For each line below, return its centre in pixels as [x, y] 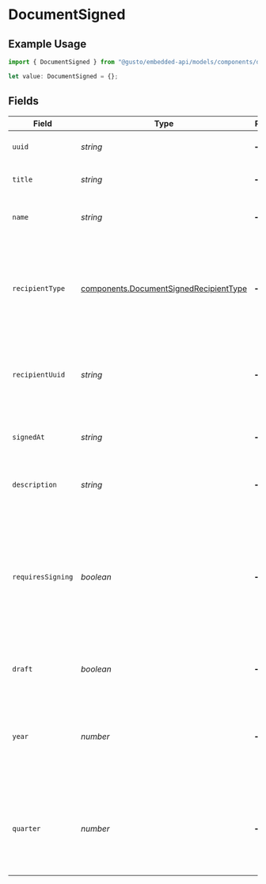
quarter [27, 829]
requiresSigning [43, 577]
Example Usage [47, 44]
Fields [24, 101]
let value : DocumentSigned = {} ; [63, 76]
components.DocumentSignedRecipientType [164, 289]
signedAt [28, 437]
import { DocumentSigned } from [61, 62]
